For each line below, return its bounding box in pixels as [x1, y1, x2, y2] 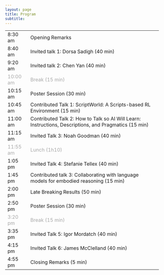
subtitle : [5, 16, 25, 21]
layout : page [5, 7, 32, 12]
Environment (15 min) [30, 107, 81, 114]
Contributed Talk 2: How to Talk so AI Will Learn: [30, 115, 141, 122]
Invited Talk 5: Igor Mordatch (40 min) [30, 231, 118, 237]
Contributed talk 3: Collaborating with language [30, 171, 139, 178]
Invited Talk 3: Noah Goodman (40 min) [30, 132, 121, 139]
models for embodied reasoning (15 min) [30, 178, 125, 185]
